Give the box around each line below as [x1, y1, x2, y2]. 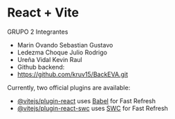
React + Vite [7, 5, 80, 21]
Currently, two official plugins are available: [7, 83, 131, 91]
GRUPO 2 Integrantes [7, 28, 68, 36]
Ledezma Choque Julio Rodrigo [17, 48, 107, 56]
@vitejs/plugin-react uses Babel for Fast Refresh [17, 96, 156, 105]
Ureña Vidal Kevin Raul [17, 55, 82, 63]
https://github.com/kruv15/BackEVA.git [17, 70, 128, 78]
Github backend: [17, 63, 65, 71]
